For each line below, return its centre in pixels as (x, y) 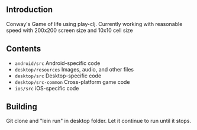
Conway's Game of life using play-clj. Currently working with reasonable (94, 24)
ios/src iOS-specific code (47, 88)
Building (22, 107)
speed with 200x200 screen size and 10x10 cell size (70, 30)
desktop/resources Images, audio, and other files (74, 69)
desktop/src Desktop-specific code (58, 76)
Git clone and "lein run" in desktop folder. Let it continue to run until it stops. (98, 121)
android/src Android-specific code (57, 63)
